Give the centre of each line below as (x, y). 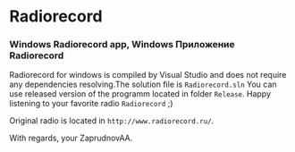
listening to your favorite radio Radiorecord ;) (91, 104)
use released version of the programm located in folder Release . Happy (140, 94)
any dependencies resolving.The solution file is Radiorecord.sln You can (143, 84)
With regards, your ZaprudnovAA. (71, 138)
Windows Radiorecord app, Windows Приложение (122, 45)
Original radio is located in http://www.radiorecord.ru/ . (112, 121)
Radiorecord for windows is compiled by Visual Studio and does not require (148, 75)
